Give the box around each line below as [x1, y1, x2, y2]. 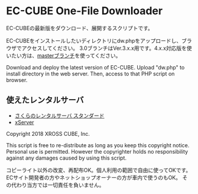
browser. [6, 76, 28, 84]
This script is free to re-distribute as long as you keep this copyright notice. [6, 141, 190, 149]
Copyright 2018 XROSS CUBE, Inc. [6, 130, 90, 137]
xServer [14, 119, 34, 126]
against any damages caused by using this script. [6, 154, 127, 161]
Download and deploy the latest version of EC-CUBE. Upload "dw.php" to [6, 63, 185, 71]
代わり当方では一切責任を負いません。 [11, 181, 105, 188]
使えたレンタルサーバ [6, 95, 84, 105]
